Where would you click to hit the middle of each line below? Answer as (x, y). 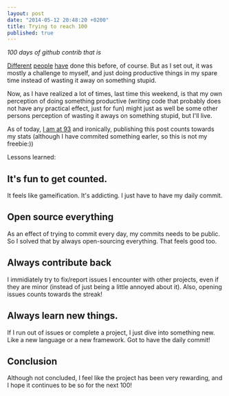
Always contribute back (59, 263)
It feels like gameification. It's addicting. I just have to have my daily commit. (115, 196)
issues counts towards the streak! (55, 294)
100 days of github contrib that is (54, 52)
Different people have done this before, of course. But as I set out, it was (110, 66)
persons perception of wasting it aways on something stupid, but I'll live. (110, 116)
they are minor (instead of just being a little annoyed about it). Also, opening (115, 286)
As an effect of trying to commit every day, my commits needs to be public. (114, 234)
